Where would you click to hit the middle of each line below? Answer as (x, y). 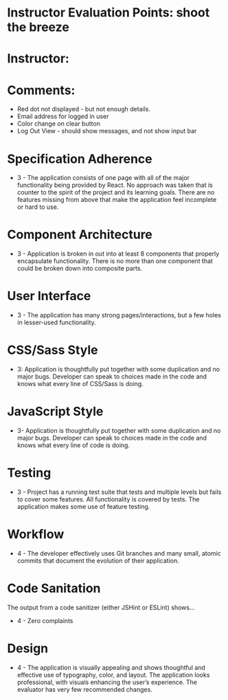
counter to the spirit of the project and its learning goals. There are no (116, 192)
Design (28, 648)
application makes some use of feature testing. (83, 506)
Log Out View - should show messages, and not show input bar (107, 131)
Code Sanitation (54, 588)
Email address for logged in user (63, 116)
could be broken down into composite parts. (80, 269)
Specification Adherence (80, 159)
